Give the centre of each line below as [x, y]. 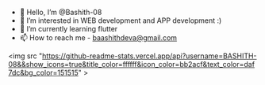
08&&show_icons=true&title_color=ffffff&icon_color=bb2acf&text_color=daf [132, 64]
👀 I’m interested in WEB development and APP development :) [121, 20]
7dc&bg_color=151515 [44, 72]
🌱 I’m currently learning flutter [69, 29]
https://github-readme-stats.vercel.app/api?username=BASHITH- [150, 56]
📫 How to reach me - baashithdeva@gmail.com [98, 38]
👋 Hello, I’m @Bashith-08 [61, 12]
